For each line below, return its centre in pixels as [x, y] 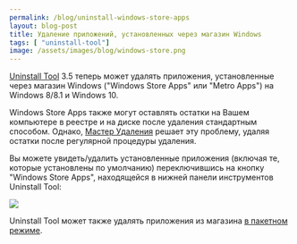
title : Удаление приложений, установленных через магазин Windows [136, 34]
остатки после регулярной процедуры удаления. [103, 141]
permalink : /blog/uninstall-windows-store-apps [100, 17]
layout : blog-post [43, 26]
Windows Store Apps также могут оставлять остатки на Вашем [129, 113]
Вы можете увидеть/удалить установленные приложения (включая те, [144, 158]
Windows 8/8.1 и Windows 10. [64, 96]
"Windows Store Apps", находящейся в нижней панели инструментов [142, 177]
